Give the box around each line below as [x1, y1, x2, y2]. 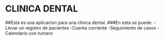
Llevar [5, 24, 18, 30]
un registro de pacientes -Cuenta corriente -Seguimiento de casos [19, 24, 156, 30]
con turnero [28, 30, 53, 36]
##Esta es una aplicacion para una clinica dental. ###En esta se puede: [5, 19, 152, 25]
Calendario [5, 30, 28, 36]
